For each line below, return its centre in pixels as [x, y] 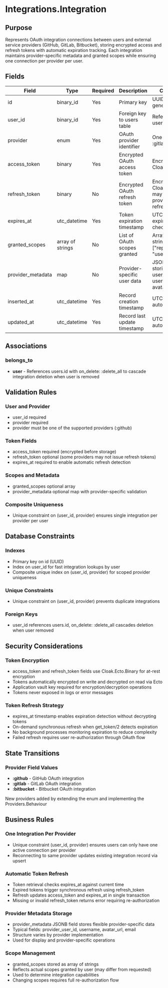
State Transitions [32, 753]
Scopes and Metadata [32, 475]
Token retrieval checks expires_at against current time [68, 885]
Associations [26, 346]
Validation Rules [31, 392]
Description [133, 90]
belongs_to [19, 360]
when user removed [33, 630]
